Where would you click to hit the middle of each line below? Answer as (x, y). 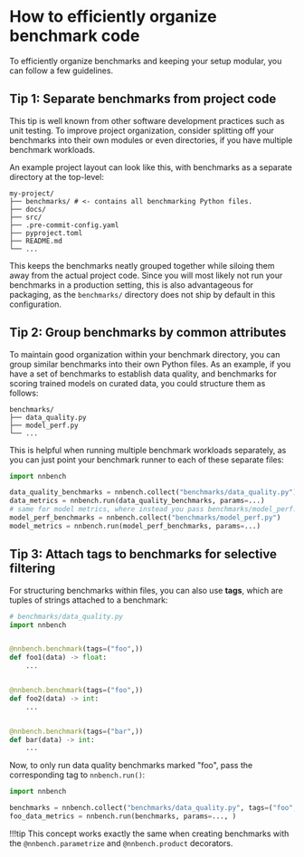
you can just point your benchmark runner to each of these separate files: (147, 460)
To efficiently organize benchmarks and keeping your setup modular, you (146, 61)
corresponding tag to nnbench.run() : (77, 775)
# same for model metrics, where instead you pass (107, 509)
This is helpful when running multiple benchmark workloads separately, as (148, 450)
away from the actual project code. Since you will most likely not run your (146, 275)
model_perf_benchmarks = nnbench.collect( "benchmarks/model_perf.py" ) (145, 518)
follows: (24, 393)
